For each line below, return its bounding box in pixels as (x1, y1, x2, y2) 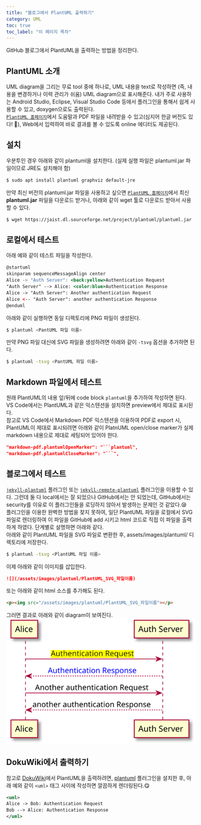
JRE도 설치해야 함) (26, 164, 71, 171)
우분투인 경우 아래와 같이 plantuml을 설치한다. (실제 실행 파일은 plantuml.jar (6, 157, 185, 164)
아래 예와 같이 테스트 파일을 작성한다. (6, 252, 93, 259)
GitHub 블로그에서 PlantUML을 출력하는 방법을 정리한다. (6, 47, 139, 54)
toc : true (6, 22, 31, 28)
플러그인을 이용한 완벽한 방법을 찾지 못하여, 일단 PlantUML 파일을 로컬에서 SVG (6, 508, 193, 516)
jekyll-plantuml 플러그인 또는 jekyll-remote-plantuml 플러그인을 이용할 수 (6, 486, 187, 493)
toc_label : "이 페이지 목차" (6, 29, 72, 35)
